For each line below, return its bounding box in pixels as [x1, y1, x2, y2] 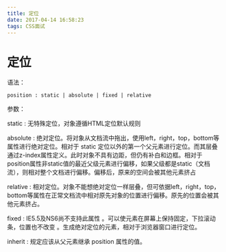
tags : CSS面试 [7, 23, 46, 29]
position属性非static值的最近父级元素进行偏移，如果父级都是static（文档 [7, 160, 211, 168]
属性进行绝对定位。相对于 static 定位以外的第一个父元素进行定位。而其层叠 [7, 142, 218, 151]
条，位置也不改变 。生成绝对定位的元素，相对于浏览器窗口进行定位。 [7, 223, 201, 231]
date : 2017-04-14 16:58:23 [7, 16, 84, 23]
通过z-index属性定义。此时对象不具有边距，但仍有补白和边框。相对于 [7, 151, 203, 160]
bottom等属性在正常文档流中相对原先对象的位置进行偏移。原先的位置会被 [7, 191, 214, 199]
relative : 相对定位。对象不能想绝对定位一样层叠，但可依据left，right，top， [7, 183, 221, 191]
